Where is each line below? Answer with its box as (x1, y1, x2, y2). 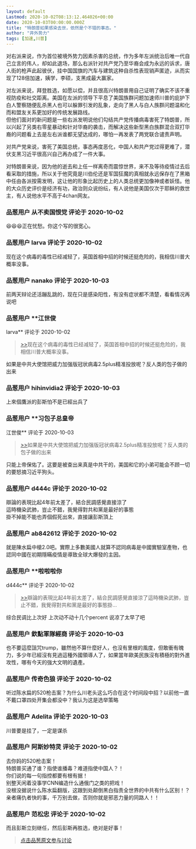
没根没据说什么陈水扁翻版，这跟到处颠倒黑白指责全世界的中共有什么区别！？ (6, 786, 190, 793)
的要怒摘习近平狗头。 (6, 468, 57, 475)
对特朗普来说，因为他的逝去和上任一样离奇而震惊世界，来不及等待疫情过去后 (6, 163, 190, 170)
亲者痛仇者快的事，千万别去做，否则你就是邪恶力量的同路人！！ (6, 793, 159, 801)
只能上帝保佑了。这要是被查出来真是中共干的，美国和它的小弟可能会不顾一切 (6, 461, 190, 468)
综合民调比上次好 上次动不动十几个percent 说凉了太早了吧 (6, 613, 145, 620)
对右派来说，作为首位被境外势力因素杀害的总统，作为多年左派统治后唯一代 (6, 53, 185, 59)
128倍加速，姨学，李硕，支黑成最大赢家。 (16, 74, 117, 81)
